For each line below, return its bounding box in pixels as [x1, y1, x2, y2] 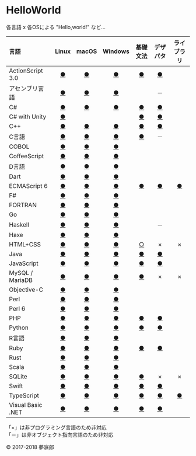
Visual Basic [9, 401, 43, 409]
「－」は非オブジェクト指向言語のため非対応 [6, 431, 114, 438]
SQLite [9, 372, 27, 380]
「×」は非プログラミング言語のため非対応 [6, 424, 107, 431]
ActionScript [9, 67, 43, 75]
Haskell [9, 220, 29, 228]
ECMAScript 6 [9, 182, 48, 190]
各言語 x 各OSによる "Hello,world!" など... [6, 23, 106, 30]
